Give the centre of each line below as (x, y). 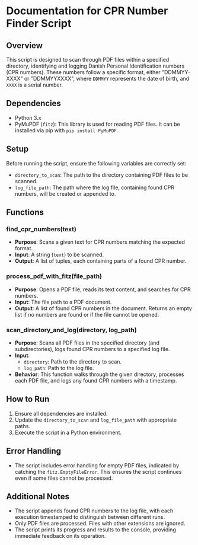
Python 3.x (28, 117)
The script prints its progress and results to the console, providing (95, 530)
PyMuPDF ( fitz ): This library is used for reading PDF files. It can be (98, 124)
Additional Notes (38, 496)
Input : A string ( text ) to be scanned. (59, 255)
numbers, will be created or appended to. (65, 193)
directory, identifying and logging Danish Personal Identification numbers (95, 66)
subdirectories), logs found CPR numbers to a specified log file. (92, 349)
